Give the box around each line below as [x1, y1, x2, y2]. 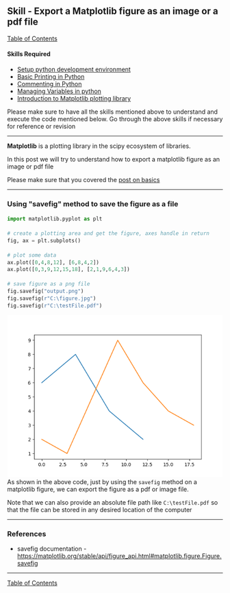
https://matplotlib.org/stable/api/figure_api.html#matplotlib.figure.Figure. [16, 551, 222, 560]
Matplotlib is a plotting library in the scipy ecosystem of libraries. [7, 142, 191, 150]
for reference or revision [7, 123, 76, 131]
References [7, 529, 47, 538]
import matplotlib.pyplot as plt [7, 216, 103, 223]
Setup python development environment [16, 65, 131, 74]
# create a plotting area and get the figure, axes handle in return [7, 230, 210, 237]
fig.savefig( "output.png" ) [7, 288, 84, 295]
